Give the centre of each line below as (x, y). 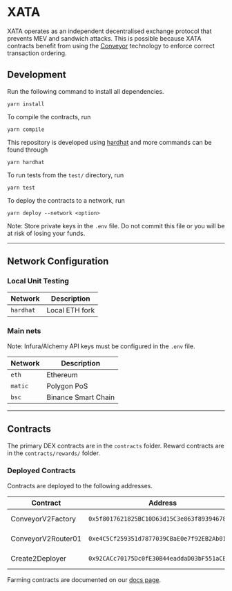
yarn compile (26, 129)
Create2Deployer (39, 558)
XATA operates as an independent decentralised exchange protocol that (109, 31)
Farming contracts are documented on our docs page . (84, 579)
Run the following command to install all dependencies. (86, 91)
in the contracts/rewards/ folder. (54, 453)
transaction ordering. (37, 53)
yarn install (26, 104)
